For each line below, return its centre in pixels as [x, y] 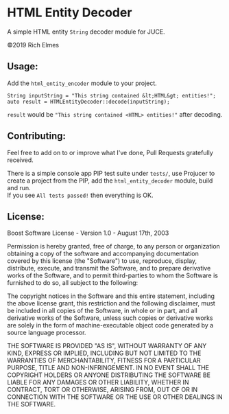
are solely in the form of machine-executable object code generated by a [110, 325]
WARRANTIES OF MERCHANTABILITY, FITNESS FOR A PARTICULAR [104, 360]
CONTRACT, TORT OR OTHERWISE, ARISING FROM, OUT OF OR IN [103, 390]
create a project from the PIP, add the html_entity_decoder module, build [110, 181]
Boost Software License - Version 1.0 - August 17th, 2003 [88, 233]
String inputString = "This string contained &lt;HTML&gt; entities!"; [111, 95]
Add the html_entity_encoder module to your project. [82, 83]
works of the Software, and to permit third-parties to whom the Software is [112, 275]
